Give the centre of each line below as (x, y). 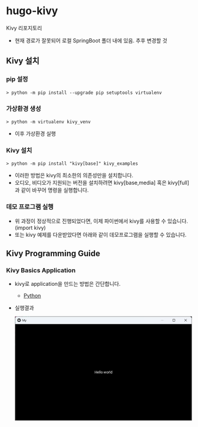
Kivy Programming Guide (53, 253)
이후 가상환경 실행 (35, 133)
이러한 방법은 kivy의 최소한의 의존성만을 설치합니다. (74, 175)
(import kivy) (30, 227)
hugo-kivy (32, 11)
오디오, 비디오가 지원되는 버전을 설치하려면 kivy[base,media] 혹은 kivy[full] (102, 183)
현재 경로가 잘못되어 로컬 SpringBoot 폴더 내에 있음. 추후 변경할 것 (91, 40)
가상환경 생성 (24, 109)
